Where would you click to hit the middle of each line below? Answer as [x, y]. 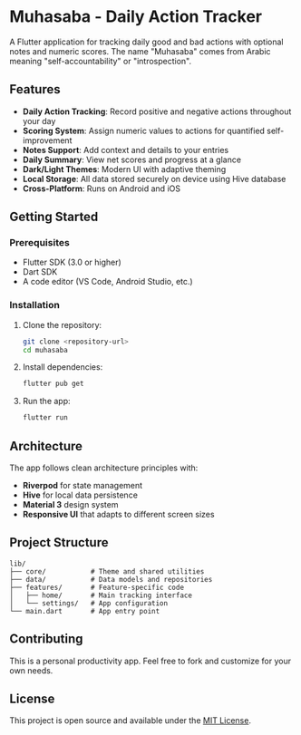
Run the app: [46, 401]
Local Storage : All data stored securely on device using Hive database [154, 179]
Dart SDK [40, 272]
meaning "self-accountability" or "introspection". [101, 61]
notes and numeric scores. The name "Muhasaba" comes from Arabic [140, 51]
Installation [35, 305]
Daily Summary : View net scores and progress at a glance [132, 160]
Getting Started [54, 217]
